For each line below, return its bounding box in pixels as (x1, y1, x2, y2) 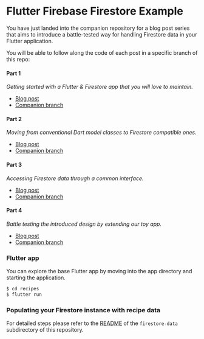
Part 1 (6, 69, 21, 77)
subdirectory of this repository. (6, 326, 84, 334)
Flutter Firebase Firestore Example (6, 4, 183, 18)
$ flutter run (6, 291, 42, 298)
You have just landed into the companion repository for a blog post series (6, 24, 190, 32)
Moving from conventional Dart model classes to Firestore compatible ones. (6, 129, 197, 136)
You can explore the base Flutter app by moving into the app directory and (6, 268, 192, 275)
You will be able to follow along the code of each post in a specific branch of (6, 49, 198, 56)
